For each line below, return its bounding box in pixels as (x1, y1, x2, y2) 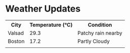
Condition (88, 21, 112, 28)
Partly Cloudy (77, 37, 110, 44)
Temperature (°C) (29, 21, 73, 28)
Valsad (8, 29, 24, 36)
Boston (8, 37, 25, 44)
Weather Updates (5, 3, 81, 15)
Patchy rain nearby (77, 29, 122, 36)
